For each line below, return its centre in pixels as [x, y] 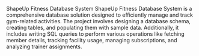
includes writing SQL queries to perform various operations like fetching [95, 34]
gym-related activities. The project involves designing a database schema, [99, 21]
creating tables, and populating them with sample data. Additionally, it [93, 27]
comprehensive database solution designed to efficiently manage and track [100, 15]
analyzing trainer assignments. [44, 46]
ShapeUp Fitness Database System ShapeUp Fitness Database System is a [99, 9]
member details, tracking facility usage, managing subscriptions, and [92, 40]
